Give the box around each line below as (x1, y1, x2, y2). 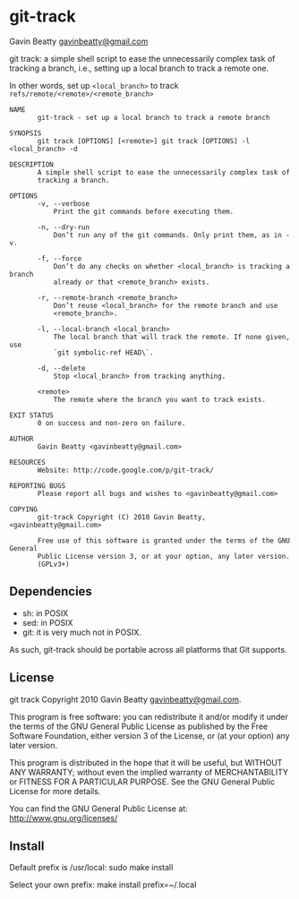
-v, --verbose (37, 199, 90, 208)
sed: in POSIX (21, 617, 73, 628)
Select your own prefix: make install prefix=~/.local (9, 879, 197, 890)
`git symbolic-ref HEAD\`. (53, 347, 154, 357)
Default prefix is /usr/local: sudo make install (9, 862, 174, 873)
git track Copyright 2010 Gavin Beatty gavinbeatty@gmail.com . (9, 694, 242, 705)
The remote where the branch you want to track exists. (53, 395, 267, 404)
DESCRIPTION (9, 159, 54, 169)
